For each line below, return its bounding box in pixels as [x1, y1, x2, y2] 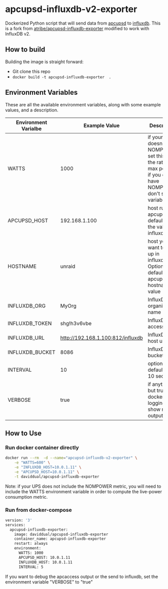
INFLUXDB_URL [7, 334, 45, 341]
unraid [60, 262, 75, 269]
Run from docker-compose [5, 506, 72, 513]
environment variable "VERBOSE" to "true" [5, 578, 93, 585]
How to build [5, 45, 45, 54]
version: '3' [5, 518, 32, 523]
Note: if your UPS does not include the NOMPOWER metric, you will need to [5, 483, 161, 489]
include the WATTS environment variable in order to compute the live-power [5, 488, 162, 495]
